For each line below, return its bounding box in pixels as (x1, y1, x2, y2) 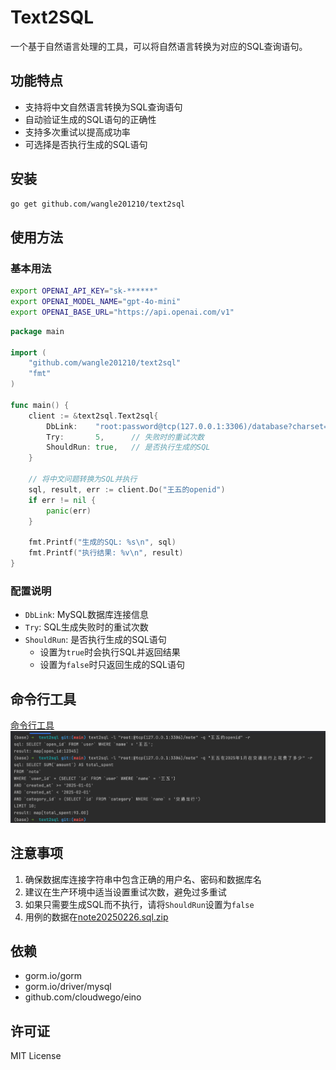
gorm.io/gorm (24, 970, 83, 982)
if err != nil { (28, 495, 97, 505)
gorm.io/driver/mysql (24, 981, 112, 993)
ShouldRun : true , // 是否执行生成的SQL (46, 442, 211, 453)
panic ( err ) (46, 506, 92, 516)
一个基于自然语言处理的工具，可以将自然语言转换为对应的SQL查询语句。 (10, 40, 308, 52)
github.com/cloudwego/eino (24, 991, 142, 1003)
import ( (10, 347, 47, 358)
